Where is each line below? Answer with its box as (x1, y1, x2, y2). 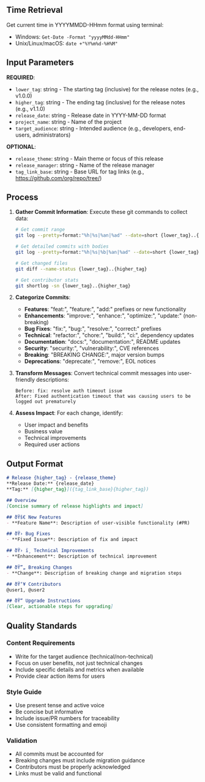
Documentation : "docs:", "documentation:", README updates (24, 338, 181, 346)
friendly (15, 376, 35, 384)
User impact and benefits (24, 421, 89, 428)
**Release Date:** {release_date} (6, 480, 95, 487)
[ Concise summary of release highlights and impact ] (6, 503, 144, 509)
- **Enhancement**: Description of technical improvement (6, 553, 157, 560)
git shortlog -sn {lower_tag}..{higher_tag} (15, 283, 131, 289)
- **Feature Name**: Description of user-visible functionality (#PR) (6, 520, 190, 526)
